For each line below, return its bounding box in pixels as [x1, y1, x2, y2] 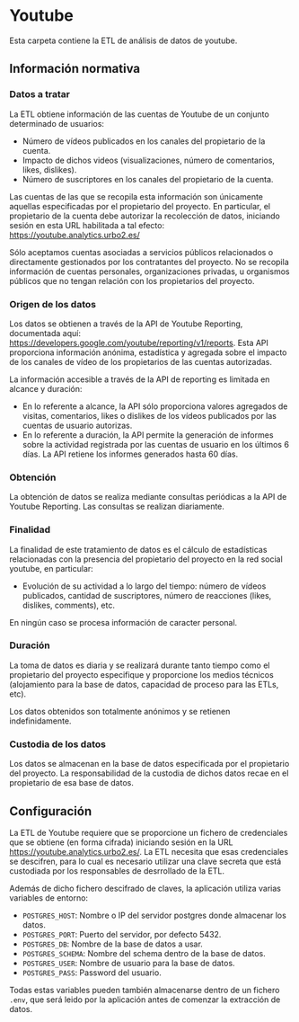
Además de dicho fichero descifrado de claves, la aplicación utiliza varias [9, 883, 281, 893]
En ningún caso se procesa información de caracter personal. [9, 617, 238, 627]
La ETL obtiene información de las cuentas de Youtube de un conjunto [9, 109, 269, 120]
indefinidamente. [9, 715, 72, 726]
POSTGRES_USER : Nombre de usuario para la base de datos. [22, 957, 235, 968]
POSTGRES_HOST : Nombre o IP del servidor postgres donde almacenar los [22, 910, 287, 920]
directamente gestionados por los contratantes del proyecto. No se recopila [9, 256, 289, 267]
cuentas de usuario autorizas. [22, 420, 133, 431]
